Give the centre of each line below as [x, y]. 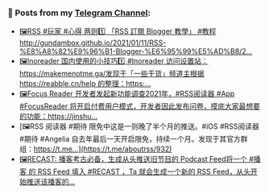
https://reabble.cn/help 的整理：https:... [85, 84]
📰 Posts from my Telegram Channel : [79, 13]
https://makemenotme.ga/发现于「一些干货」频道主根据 [112, 74]
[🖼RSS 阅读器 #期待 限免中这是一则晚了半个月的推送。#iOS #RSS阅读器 [139, 126]
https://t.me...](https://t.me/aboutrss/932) [103, 149]
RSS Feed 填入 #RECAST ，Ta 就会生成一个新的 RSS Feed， [137, 171]
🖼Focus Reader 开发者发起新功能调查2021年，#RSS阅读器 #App [127, 94]
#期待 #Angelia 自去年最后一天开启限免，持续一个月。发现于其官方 [130, 139]
